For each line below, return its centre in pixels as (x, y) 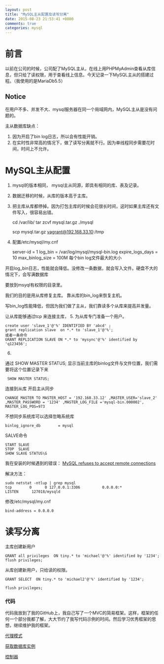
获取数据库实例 (20, 646)
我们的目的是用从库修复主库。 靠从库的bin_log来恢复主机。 (65, 295)
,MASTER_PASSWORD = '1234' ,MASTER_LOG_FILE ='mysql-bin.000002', (75, 402)
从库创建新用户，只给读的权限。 (37, 570)
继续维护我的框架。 (33, 625)
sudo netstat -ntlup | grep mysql (41, 483)
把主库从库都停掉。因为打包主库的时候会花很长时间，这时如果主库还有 (83, 206)
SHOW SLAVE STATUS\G (26, 453)
